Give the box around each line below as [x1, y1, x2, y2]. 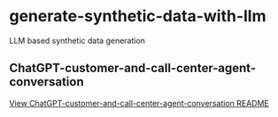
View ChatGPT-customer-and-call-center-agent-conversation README [9, 98, 269, 108]
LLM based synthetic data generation [9, 35, 146, 46]
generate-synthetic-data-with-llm [9, 6, 266, 26]
